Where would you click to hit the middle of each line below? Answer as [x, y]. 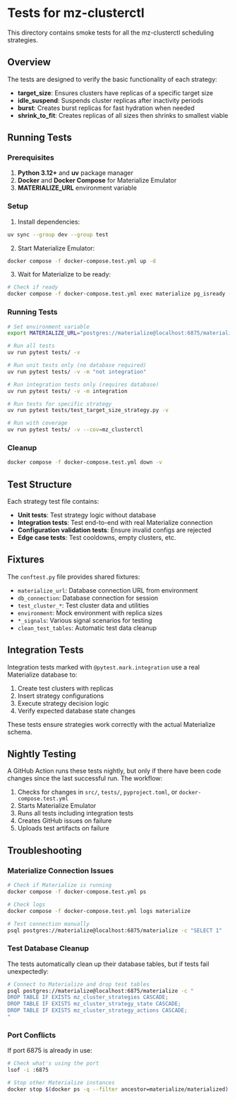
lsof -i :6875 [28, 1070]
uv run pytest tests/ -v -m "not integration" [77, 372]
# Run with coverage [38, 423]
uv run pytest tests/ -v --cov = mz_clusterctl [75, 430]
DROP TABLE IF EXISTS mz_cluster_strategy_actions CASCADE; [98, 1010]
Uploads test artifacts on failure [63, 828]
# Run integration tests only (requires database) [83, 385]
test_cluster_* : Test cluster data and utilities [83, 605]
